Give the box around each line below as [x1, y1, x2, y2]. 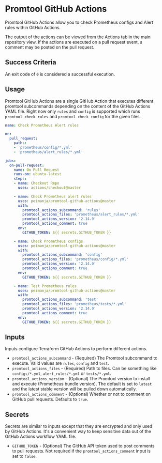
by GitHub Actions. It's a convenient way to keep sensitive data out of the [5, 429, 151, 434]
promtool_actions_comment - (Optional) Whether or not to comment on [12, 391, 151, 397]
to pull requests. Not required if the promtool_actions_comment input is [12, 448, 151, 454]
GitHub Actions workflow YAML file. [5, 433, 76, 439]
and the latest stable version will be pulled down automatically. [12, 386, 137, 392]
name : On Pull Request [14, 167, 59, 172]
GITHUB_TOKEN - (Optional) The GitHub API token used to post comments [12, 443, 155, 449]
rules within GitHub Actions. [5, 24, 61, 30]
